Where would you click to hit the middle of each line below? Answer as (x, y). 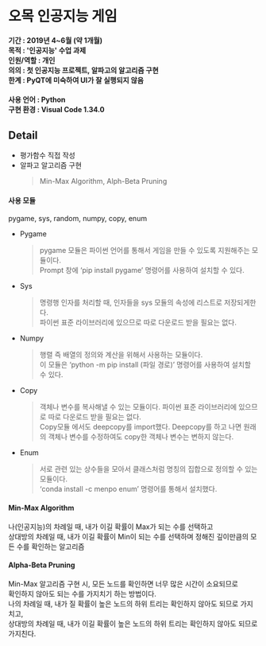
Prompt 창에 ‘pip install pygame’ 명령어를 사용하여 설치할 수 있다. (142, 270)
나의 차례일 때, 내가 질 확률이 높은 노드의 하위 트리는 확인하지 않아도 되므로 (123, 603)
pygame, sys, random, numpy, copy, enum (78, 219)
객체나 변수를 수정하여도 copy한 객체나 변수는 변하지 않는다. (141, 437)
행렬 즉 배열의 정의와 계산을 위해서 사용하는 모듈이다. (121, 355)
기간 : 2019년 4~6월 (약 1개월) (56, 40)
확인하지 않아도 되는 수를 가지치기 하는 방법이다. (83, 593)
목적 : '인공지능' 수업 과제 (47, 50)
